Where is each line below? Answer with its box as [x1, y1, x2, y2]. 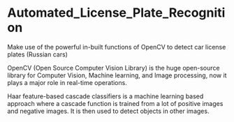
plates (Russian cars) [7, 50, 68, 59]
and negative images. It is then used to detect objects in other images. [7, 107, 210, 115]
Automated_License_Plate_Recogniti [7, 5, 226, 21]
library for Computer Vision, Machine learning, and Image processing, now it [7, 71, 227, 79]
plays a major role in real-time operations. [7, 78, 127, 86]
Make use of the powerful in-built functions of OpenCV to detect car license [7, 43, 226, 51]
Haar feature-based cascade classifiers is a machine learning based [7, 92, 204, 100]
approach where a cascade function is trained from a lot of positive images [7, 99, 224, 107]
